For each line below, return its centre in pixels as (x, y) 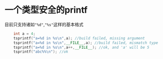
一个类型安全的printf (46, 10)
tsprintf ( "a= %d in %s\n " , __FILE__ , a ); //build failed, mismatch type (86, 43)
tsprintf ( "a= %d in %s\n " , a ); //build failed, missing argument (79, 38)
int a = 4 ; (24, 34)
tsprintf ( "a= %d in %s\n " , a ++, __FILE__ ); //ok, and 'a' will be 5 (81, 47)
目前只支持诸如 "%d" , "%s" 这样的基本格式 (44, 24)
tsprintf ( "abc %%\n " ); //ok (41, 52)
